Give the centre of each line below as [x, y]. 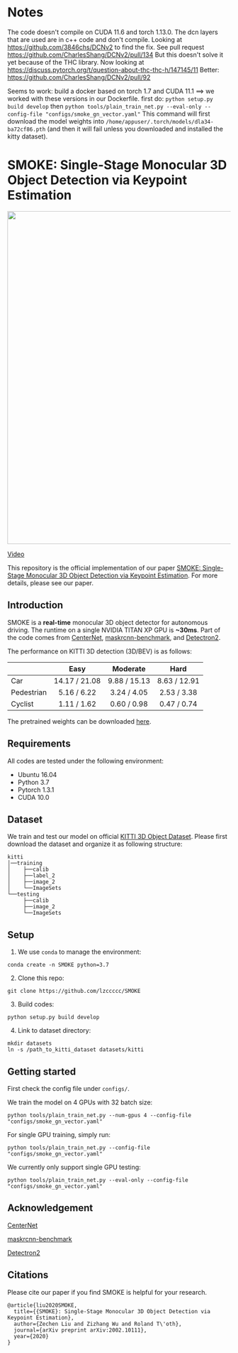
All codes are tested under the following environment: [86, 761]
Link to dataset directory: [54, 1031]
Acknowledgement [50, 1208]
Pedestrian [29, 692]
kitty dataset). [28, 136]
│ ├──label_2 [31, 876]
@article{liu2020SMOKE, [42, 1305]
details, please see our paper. [51, 582]
